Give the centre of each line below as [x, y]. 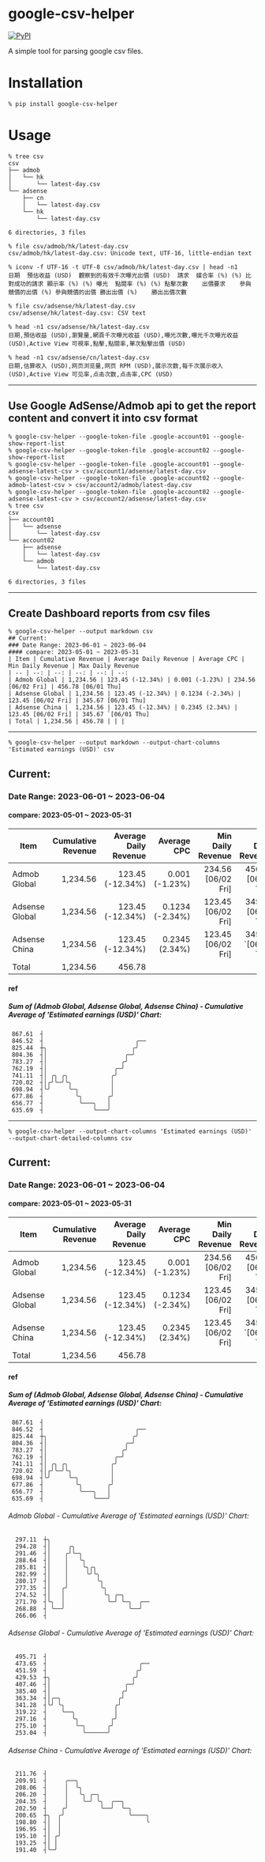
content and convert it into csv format [103, 419]
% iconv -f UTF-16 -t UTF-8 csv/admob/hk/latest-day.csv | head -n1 [123, 267]
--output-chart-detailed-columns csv [70, 1138]
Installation [46, 83]
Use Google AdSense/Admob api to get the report [132, 406]
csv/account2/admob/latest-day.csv [134, 485]
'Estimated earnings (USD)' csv [61, 750]
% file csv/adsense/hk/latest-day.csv [72, 306]
